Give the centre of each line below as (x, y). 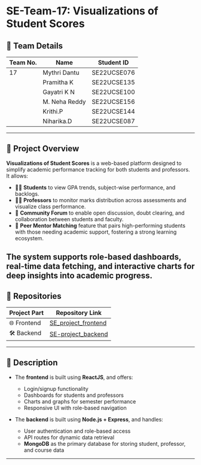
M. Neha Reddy (64, 102)
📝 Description (32, 363)
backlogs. (27, 194)
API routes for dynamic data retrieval (69, 437)
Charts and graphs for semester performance (80, 401)
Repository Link (79, 313)
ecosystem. (29, 238)
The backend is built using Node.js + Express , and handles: (89, 419)
